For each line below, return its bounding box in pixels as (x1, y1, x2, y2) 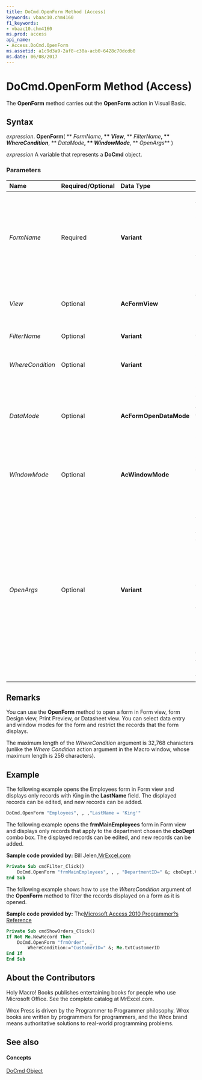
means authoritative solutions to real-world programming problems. (6, 1019, 174, 1027)
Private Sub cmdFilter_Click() (6, 864, 85, 870)
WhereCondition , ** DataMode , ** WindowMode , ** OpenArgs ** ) (6, 139, 173, 146)
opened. (6, 898, 27, 905)
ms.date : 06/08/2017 (6, 54, 58, 60)
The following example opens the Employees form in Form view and (6, 785, 174, 793)
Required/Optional (61, 181, 115, 190)
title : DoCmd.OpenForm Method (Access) (6, 8, 106, 15)
